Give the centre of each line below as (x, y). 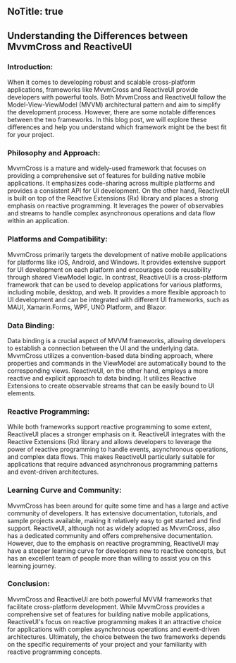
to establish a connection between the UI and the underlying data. (103, 348)
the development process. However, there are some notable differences (112, 112)
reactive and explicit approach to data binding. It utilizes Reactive (102, 378)
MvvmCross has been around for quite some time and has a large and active (118, 506)
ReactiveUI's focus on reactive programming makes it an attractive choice (114, 621)
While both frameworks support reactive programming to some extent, (110, 427)
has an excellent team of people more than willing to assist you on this (109, 558)
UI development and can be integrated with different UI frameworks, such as (118, 299)
